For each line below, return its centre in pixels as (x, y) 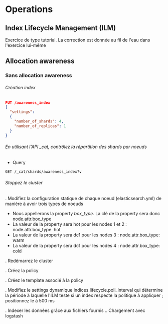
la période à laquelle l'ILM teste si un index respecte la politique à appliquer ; (84, 295)
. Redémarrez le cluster (29, 261)
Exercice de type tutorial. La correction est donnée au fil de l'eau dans (78, 40)
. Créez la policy (22, 270)
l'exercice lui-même (26, 45)
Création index (21, 87)
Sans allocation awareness (39, 76)
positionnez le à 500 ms (30, 300)
